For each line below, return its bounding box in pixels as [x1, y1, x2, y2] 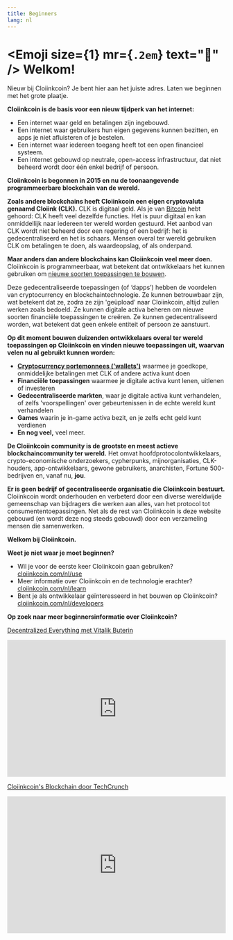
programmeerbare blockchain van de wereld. [7, 184, 140, 192]
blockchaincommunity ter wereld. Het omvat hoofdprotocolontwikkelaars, [7, 449, 222, 457]
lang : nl [7, 17, 33, 24]
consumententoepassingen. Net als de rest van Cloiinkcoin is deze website [7, 507, 221, 515]
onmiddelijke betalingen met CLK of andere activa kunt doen [17, 369, 191, 378]
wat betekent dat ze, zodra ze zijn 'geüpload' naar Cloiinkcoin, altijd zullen [7, 298, 220, 307]
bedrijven [7, 471, 35, 480]
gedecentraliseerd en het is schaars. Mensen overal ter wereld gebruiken [7, 234, 216, 243]
